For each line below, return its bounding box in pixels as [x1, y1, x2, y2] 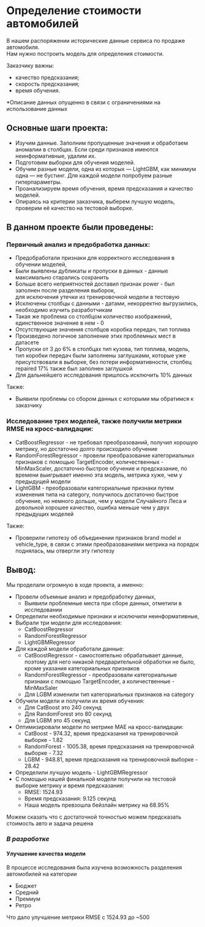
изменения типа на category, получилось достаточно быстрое [15, 491, 179, 498]
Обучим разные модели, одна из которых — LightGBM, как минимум [15, 165, 196, 172]
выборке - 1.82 [24, 736, 63, 743]
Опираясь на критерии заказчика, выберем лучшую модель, [15, 197, 176, 205]
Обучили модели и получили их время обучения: [15, 697, 145, 705]
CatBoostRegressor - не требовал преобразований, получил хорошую [15, 439, 198, 446]
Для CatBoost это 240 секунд [24, 703, 102, 711]
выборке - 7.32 [24, 749, 63, 757]
